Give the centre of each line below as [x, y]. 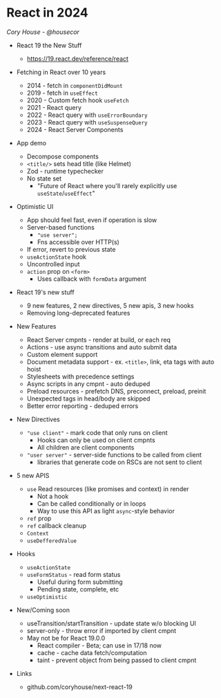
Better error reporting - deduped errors [83, 405]
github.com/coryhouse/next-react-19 [79, 687]
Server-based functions [60, 227]
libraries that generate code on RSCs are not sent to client [119, 462]
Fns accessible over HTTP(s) [78, 242]
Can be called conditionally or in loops [92, 504]
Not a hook [53, 496]
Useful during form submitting [80, 582]
